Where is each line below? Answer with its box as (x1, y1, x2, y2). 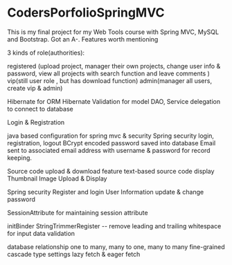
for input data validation (7, 229, 75, 237)
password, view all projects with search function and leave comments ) (7, 69, 210, 77)
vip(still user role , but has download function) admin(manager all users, (7, 76, 213, 84)
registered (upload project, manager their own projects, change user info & (7, 62, 221, 70)
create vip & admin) (7, 84, 63, 92)
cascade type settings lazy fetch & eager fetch (7, 250, 141, 258)
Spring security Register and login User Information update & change (7, 188, 204, 196)
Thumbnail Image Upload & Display (7, 174, 107, 183)
